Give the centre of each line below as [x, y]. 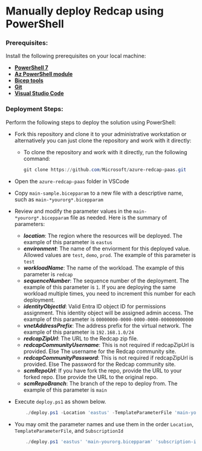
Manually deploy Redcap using [85, 11]
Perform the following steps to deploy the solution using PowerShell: [91, 122]
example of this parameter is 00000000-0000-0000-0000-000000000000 [109, 319]
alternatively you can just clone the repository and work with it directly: [103, 140]
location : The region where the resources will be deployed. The [103, 235]
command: [37, 158]
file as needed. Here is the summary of [119, 217]
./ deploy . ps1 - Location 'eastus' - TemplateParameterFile [99, 412]
